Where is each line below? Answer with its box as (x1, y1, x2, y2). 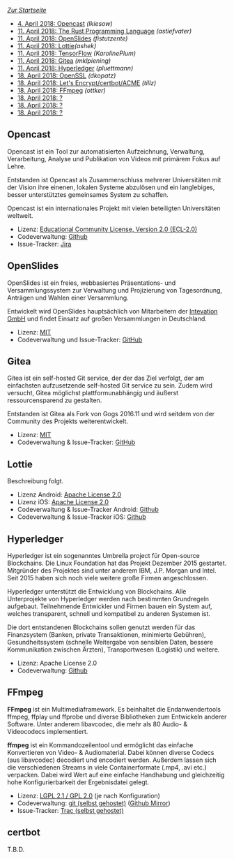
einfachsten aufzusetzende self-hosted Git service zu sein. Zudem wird (7, 381, 212, 390)
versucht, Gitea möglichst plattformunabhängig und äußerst (7, 389, 179, 397)
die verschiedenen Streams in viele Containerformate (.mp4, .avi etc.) (7, 763, 207, 771)
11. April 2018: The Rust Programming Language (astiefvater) (17, 27, 192, 35)
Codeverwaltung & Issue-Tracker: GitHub (17, 438, 136, 446)
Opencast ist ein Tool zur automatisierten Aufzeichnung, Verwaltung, (7, 147, 205, 156)
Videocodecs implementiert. (7, 727, 88, 735)
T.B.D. (7, 845, 25, 853)
